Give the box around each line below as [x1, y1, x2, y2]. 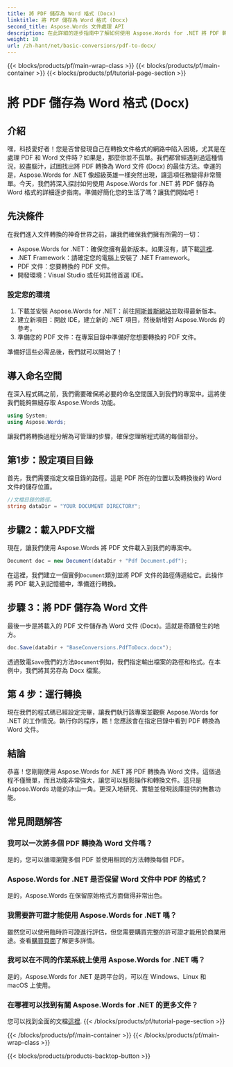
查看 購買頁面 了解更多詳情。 [19, 936, 98, 944]
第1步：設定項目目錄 [7, 454, 94, 466]
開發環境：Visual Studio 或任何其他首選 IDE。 [17, 271, 148, 279]
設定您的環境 [7, 289, 51, 299]
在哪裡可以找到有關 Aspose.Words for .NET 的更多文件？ [7, 1000, 199, 1009]
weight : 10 [7, 36, 39, 43]
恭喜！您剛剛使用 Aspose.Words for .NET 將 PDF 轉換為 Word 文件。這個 [7, 767, 215, 776]
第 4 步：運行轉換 [7, 688, 82, 700]
